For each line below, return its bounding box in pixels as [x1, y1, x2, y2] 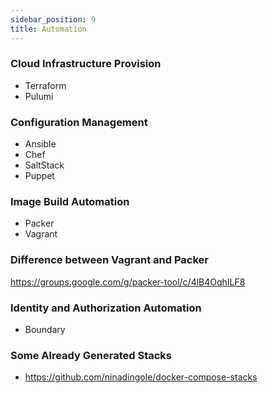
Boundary [24, 323, 66, 335]
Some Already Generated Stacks [10, 348, 173, 362]
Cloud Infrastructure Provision [10, 57, 162, 71]
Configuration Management [10, 115, 148, 129]
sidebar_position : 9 [10, 14, 97, 25]
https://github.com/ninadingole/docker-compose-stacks [24, 371, 258, 383]
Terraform [24, 79, 67, 91]
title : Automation [10, 24, 87, 34]
